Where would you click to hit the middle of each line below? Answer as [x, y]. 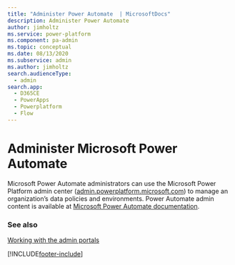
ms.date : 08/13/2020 [38, 54]
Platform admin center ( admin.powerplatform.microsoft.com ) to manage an [118, 191]
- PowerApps [32, 100]
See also [22, 224]
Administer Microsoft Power [92, 149]
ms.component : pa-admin [43, 41]
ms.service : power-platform [49, 34]
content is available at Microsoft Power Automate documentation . [104, 206]
